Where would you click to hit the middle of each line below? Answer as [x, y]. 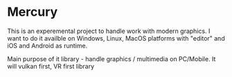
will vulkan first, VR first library [51, 66]
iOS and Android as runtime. [47, 45]
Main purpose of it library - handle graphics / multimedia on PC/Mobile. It [111, 58]
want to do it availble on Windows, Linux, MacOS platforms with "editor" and [116, 38]
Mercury [33, 12]
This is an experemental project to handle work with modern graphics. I [109, 31]
